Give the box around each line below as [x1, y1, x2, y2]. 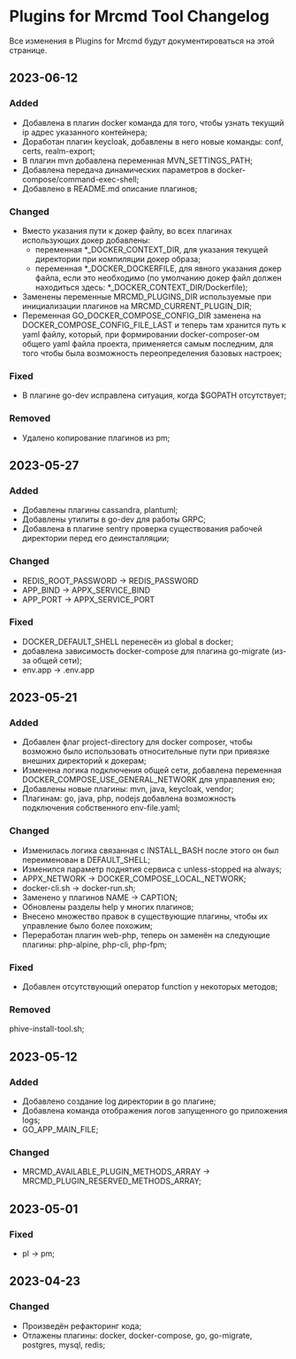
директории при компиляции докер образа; [34, 253, 201, 264]
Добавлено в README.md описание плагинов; [21, 183, 198, 194]
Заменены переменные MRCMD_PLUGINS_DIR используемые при [21, 291, 272, 302]
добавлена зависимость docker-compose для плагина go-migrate [21, 645, 270, 656]
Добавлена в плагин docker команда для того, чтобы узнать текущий [21, 117, 285, 128]
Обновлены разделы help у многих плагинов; [21, 901, 194, 912]
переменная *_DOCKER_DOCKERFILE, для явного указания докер [34, 263, 282, 274]
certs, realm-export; [21, 145, 95, 156]
